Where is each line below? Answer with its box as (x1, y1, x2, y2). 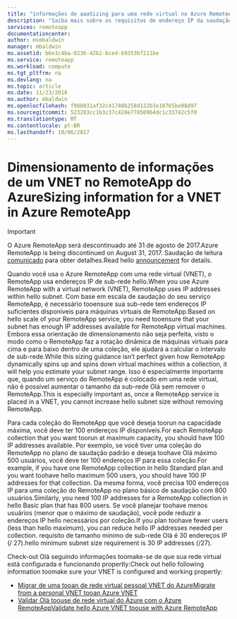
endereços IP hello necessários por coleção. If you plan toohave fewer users (7, 517, 229, 525)
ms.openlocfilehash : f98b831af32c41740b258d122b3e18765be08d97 (7, 102, 197, 110)
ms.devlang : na (7, 76, 52, 83)
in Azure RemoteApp (7, 204, 131, 220)
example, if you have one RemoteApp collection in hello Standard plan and (7, 464, 224, 472)
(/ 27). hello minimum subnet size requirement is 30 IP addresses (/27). (7, 538, 212, 548)
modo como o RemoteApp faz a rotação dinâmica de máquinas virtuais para (7, 337, 229, 346)
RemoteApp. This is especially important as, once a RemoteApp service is (7, 390, 219, 399)
